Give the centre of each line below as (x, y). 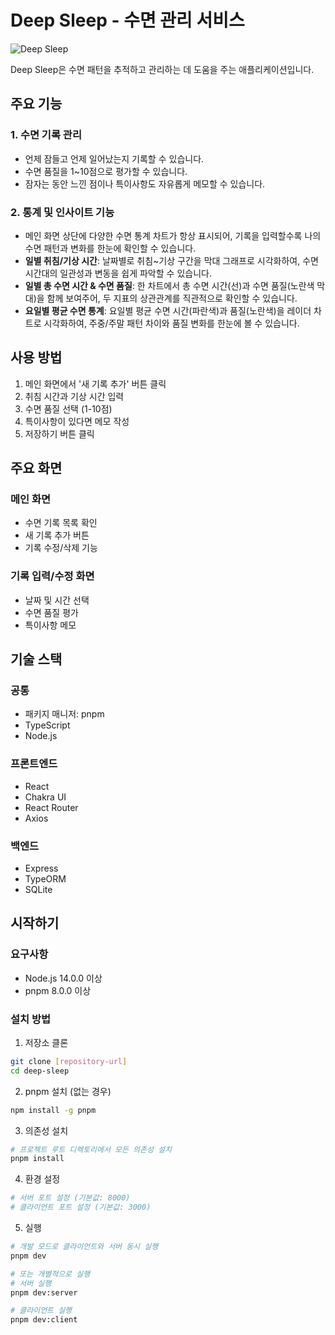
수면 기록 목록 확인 (61, 523)
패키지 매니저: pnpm (64, 714)
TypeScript (47, 725)
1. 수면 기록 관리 (46, 135)
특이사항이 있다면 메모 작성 (77, 421)
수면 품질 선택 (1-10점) (68, 408)
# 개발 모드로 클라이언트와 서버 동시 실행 (84, 1247)
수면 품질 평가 (51, 612)
